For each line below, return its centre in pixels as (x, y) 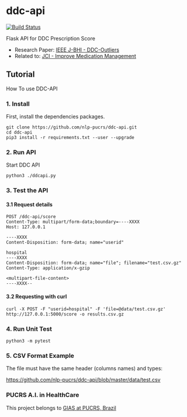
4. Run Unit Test (29, 328)
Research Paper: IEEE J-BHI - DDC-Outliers (67, 50)
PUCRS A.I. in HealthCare (43, 395)
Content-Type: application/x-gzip (48, 268)
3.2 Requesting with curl (37, 297)
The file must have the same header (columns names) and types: (84, 368)
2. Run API (21, 152)
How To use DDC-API (32, 89)
